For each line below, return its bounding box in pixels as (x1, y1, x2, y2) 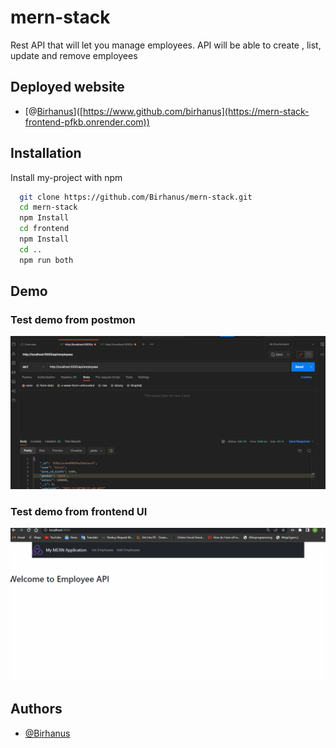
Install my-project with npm (10, 171, 123, 183)
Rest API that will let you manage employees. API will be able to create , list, (10, 39, 322, 51)
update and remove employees (10, 49, 138, 61)
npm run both (19, 255, 74, 265)
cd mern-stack (19, 202, 78, 213)
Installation (10, 145, 82, 162)
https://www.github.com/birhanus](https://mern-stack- (82, 105, 310, 117)
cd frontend (19, 224, 70, 234)
